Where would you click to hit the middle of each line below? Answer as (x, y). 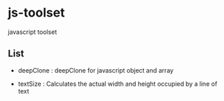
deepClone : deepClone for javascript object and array (96, 70)
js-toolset (36, 13)
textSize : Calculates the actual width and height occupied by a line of (118, 84)
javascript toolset (33, 32)
